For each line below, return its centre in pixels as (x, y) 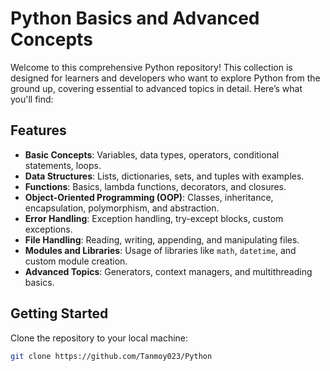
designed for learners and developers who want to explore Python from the (165, 78)
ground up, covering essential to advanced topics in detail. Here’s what (156, 88)
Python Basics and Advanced (135, 18)
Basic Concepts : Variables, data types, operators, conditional (152, 154)
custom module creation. (76, 261)
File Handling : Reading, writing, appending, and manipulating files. (162, 239)
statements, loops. (63, 165)
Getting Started (59, 313)
